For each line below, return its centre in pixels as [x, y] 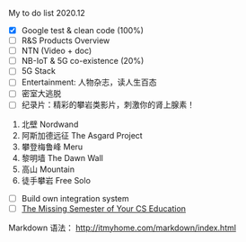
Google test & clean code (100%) [83, 30]
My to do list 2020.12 [47, 13]
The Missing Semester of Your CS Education [103, 208]
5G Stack [38, 71]
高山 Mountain [48, 169]
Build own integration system [75, 198]
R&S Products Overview [66, 40]
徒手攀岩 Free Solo [56, 180]
